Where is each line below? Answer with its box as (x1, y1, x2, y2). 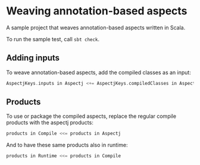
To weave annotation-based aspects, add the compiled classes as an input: (6, 69, 192, 76)
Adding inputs (6, 53, 60, 63)
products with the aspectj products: (6, 119, 93, 126)
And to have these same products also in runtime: (6, 142, 128, 149)
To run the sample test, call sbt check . (6, 35, 100, 42)
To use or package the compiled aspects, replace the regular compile (6, 112, 177, 120)
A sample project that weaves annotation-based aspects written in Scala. (6, 24, 186, 31)
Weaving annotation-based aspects (6, 4, 187, 18)
